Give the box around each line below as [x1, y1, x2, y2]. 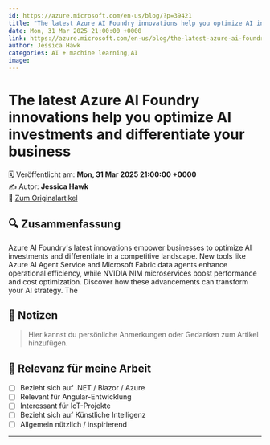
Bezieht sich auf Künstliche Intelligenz [19, 410, 146, 420]
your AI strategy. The [8, 285, 78, 295]
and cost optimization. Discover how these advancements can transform [8, 276, 249, 286]
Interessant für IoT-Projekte [19, 401, 111, 410]
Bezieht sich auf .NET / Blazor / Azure [19, 383, 145, 393]
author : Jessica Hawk [8, 42, 81, 50]
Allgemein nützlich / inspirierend [19, 419, 127, 429]
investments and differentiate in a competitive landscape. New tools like [8, 251, 247, 261]
